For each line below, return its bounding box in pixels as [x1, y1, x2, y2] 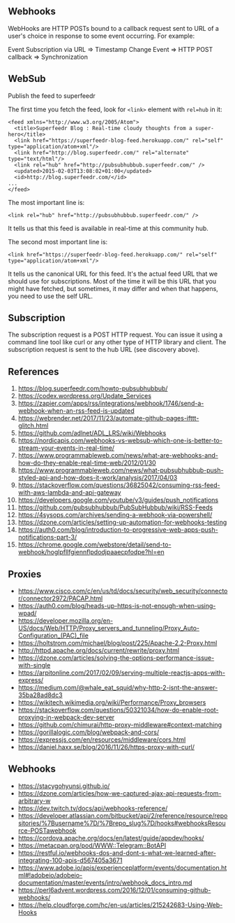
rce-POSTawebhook [17, 826, 77, 835]
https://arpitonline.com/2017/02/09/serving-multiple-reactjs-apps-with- [17, 668, 226, 677]
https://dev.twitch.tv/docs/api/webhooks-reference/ [17, 804, 168, 812]
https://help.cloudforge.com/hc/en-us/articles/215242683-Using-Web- [17, 901, 223, 909]
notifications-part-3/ [17, 533, 77, 542]
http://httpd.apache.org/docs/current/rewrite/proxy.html [17, 647, 180, 655]
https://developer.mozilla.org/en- [17, 616, 114, 625]
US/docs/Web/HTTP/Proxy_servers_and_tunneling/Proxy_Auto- [17, 624, 200, 633]
